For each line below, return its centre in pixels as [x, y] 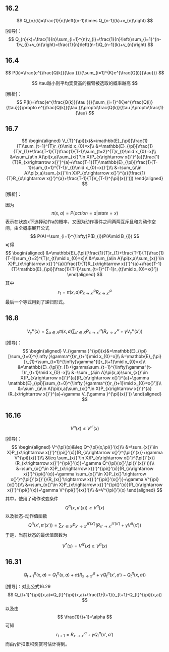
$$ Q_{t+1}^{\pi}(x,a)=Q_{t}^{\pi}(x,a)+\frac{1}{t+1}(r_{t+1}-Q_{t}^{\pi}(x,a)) [85, 594]
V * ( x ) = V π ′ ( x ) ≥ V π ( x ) [85, 545]
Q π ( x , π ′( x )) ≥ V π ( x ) [85, 507]
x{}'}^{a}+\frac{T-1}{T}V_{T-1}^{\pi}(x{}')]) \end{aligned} [105, 179]
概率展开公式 [36, 228]
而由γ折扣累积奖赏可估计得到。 [37, 644]
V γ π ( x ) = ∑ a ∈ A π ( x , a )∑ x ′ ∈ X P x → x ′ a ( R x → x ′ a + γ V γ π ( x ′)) [85, 331]
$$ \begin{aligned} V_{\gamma [54, 351]
